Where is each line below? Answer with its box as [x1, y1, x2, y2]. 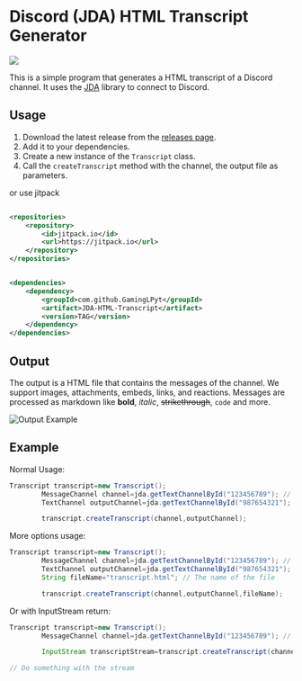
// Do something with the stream [9, 664, 135, 673]
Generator [9, 25, 87, 46]
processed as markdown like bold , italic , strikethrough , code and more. [9, 396, 271, 407]
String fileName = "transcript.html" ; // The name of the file [41, 573, 276, 582]
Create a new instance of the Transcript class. [22, 150, 196, 161]
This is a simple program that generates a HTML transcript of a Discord [9, 72, 273, 83]
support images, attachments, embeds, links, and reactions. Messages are [9, 387, 286, 398]
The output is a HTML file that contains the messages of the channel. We [9, 377, 280, 388]
